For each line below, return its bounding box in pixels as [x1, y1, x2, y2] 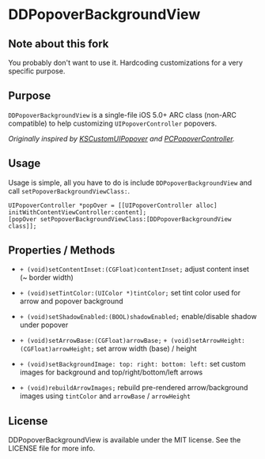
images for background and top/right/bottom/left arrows [19, 367, 203, 377]
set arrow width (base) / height [96, 344, 197, 353]
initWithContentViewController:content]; [8, 208, 147, 216]
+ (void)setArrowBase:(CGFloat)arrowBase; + [19, 337, 168, 345]
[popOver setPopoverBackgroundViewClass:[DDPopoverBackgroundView [8, 215, 232, 223]
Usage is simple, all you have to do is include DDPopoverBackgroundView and [8, 178, 252, 187]
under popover [19, 320, 69, 329]
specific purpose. [8, 66, 66, 76]
